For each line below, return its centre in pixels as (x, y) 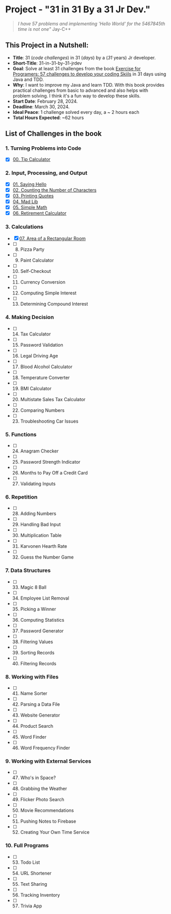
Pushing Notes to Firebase (48, 821)
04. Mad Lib (25, 202)
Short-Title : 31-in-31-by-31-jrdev (47, 63)
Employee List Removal (45, 598)
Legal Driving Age (39, 355)
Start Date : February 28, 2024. (45, 101)
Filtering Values (37, 642)
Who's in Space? (38, 778)
